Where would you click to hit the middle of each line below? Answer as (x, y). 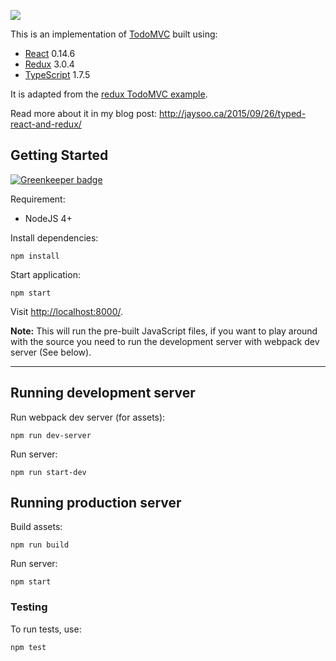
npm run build (40, 545)
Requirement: (38, 199)
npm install (35, 256)
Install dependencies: (54, 237)
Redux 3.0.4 (49, 64)
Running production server (96, 503)
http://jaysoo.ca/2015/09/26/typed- (233, 113)
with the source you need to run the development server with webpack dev (165, 341)
